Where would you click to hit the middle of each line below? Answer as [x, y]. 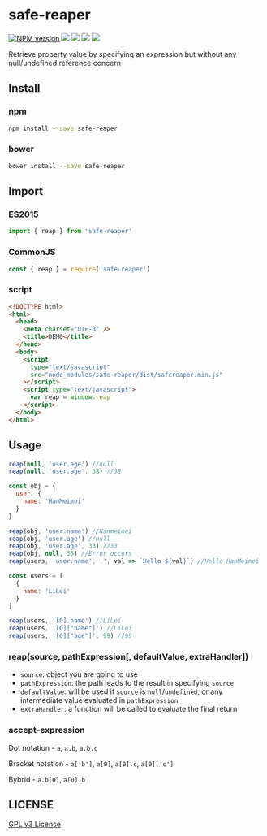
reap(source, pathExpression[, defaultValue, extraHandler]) [129, 656]
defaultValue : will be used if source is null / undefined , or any [121, 691]
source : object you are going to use [79, 674]
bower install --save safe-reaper [67, 166]
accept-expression [47, 730]
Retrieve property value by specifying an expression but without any [123, 54]
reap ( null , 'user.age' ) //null [61, 464]
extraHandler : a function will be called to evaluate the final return [129, 709]
